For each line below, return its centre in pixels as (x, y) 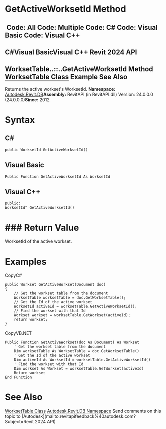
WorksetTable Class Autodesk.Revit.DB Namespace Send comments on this (83, 411)
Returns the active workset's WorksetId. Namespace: (60, 89)
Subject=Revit (19, 422)
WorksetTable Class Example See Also (66, 77)
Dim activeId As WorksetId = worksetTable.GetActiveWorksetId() (82, 360)
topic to (13, 416)
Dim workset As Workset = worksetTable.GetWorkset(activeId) (79, 369)
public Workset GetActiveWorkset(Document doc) (56, 285)
